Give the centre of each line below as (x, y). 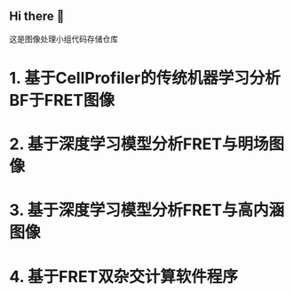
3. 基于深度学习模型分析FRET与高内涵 (147, 210)
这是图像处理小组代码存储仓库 (63, 39)
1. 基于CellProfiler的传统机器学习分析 (145, 78)
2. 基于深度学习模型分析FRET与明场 (139, 144)
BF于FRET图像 (62, 100)
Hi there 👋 (37, 16)
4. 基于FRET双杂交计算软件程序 (123, 277)
